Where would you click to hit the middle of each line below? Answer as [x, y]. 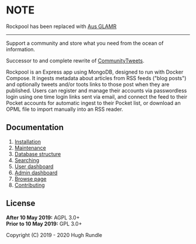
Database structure [38, 154]
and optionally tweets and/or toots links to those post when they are [88, 84]
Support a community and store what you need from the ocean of [85, 43]
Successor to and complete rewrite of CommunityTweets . [75, 60]
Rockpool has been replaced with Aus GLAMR [61, 26]
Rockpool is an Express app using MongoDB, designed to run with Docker [95, 72]
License [21, 203]
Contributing [29, 185]
